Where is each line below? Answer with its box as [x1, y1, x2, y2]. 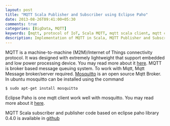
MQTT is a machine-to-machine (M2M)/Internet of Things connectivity [5, 49, 153, 55]
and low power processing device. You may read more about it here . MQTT [5, 60, 162, 66]
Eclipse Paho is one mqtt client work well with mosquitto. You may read [5, 94, 154, 101]
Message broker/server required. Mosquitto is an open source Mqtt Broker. [5, 71, 161, 77]
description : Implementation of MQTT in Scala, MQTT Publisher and [5, 36, 151, 41]
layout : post [5, 7, 33, 13]
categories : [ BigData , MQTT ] [5, 26, 67, 31]
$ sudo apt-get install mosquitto [5, 86, 78, 91]
